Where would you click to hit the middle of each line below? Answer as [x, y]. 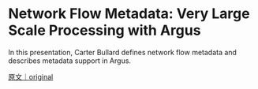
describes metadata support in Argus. [70, 61]
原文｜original [31, 76]
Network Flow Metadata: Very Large [129, 14]
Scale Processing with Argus [105, 30]
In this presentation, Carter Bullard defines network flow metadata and [122, 52]
